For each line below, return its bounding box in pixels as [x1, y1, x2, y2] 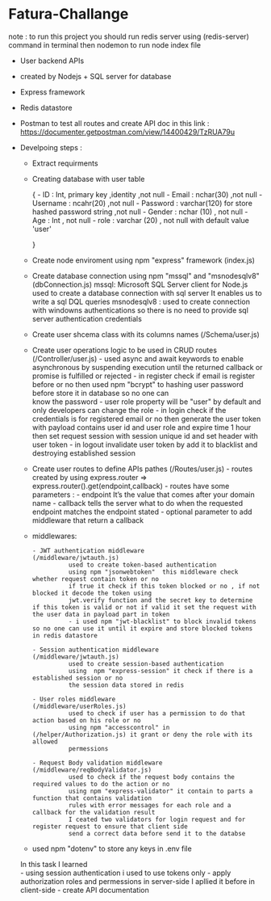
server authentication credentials [31, 314, 143, 323]
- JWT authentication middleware [31, 546, 145, 554]
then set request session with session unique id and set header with [31, 431, 258, 440]
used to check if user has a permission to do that [68, 709, 246, 718]
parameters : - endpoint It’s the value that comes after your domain [31, 490, 256, 499]
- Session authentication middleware [31, 646, 160, 654]
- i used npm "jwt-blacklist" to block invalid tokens [68, 617, 256, 625]
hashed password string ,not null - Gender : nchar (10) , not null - [31, 207, 248, 217]
